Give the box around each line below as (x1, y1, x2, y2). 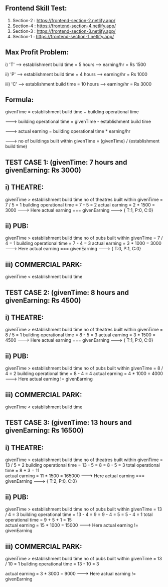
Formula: (5, 96, 34, 104)
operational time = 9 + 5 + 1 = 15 (5, 517, 72, 523)
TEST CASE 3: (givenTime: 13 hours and (5, 418, 132, 427)
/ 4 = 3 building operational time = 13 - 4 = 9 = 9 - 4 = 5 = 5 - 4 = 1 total (5, 511, 153, 518)
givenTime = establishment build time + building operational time (5, 109, 139, 115)
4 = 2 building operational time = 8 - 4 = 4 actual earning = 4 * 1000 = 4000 (5, 371, 163, 377)
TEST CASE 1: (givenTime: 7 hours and (5, 158, 127, 167)
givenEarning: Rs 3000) (5, 166, 81, 174)
